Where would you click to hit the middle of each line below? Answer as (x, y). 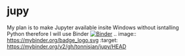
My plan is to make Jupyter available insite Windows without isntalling (93, 27)
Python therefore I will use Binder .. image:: (72, 33)
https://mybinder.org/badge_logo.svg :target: (62, 40)
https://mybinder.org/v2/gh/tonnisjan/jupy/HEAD (66, 46)
